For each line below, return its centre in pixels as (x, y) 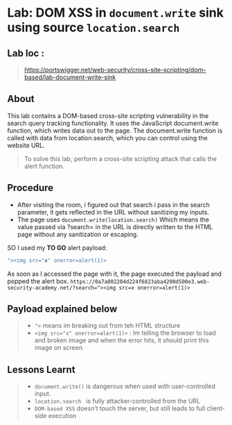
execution (62, 416)
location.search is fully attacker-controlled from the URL (117, 401)
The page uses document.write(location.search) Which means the (113, 219)
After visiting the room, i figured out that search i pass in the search (113, 205)
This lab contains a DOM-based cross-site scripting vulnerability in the (108, 115)
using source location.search (93, 27)
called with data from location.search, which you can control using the (107, 137)
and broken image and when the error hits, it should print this (122, 340)
